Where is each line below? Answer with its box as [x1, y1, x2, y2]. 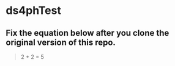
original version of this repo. [6, 37, 116, 47]
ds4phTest [6, 4, 62, 18]
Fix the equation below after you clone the [6, 28, 169, 38]
